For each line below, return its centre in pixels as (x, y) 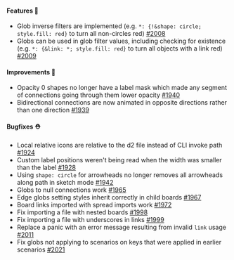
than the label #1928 (46, 167)
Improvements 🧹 (31, 72)
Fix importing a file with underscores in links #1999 (90, 219)
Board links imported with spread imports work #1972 (94, 204)
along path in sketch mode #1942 (65, 182)
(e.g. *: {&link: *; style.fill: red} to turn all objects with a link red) (119, 48)
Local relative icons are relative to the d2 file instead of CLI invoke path (119, 145)
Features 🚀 (23, 11)
